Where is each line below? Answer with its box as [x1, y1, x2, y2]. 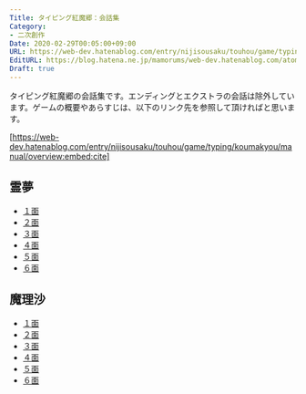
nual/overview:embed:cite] [9, 150, 110, 161]
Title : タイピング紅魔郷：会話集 [9, 13, 120, 23]
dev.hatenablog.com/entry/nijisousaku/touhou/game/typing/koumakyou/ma [9, 140, 293, 151]
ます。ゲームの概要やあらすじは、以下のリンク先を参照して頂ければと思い [9, 101, 288, 112]
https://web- [12, 131, 60, 142]
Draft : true [9, 65, 55, 74]
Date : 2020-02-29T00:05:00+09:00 [9, 38, 137, 48]
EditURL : [9, 56, 43, 65]
